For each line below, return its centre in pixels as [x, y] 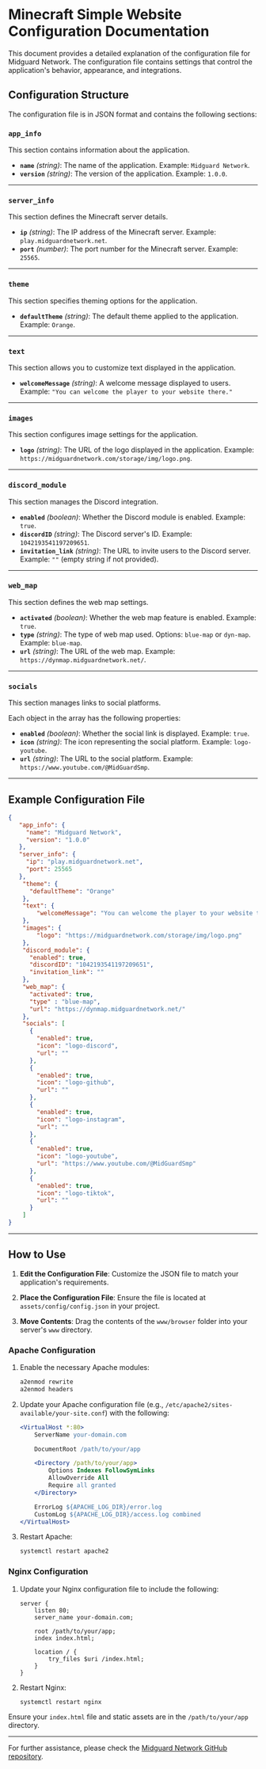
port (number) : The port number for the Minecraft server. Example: [129, 249]
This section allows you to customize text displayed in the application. [122, 367]
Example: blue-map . [51, 642]
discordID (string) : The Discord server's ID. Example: [106, 534]
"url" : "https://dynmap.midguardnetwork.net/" [107, 1009]
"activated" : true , [61, 994]
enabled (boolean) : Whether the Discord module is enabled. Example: [133, 517]
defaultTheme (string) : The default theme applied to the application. [129, 316]
